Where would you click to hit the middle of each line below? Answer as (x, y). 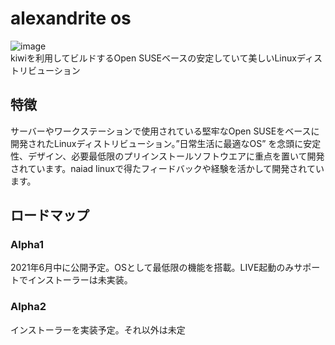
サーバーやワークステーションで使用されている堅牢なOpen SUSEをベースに (165, 131)
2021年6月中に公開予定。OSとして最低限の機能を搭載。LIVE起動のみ (152, 268)
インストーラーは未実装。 (80, 280)
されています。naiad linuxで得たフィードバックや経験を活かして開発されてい (167, 168)
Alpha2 (28, 307)
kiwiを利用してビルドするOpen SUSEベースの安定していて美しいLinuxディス (166, 58)
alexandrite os (71, 18)
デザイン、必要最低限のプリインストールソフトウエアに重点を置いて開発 (176, 156)
